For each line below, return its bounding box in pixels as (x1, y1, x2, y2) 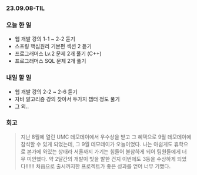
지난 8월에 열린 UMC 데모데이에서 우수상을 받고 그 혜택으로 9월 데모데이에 (20, 133, 192, 140)
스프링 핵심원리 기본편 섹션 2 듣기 (14, 43, 92, 50)
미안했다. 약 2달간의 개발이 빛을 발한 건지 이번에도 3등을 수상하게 (26, 155, 176, 162)
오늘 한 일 (6, 21, 31, 29)
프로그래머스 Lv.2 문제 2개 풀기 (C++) (14, 50, 102, 57)
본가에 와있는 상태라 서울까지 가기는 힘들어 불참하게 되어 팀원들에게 (26, 148, 181, 155)
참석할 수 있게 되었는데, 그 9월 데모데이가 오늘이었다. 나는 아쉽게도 (20, 140, 173, 147)
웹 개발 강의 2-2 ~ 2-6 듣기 (14, 88, 78, 95)
